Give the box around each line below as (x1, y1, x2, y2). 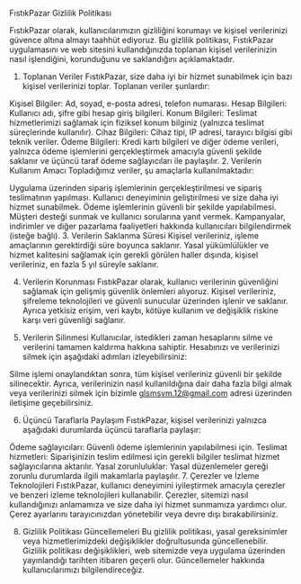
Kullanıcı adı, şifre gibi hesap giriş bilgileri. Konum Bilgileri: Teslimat (9, 108, 258, 118)
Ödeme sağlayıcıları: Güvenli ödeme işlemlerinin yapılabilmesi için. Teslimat (9, 442, 288, 453)
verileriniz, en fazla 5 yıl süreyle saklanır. (9, 259, 159, 269)
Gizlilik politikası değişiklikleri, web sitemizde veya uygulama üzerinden (22, 545, 286, 556)
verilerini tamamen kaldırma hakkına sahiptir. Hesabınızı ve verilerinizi (22, 342, 280, 352)
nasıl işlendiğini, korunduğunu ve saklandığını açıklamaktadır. (9, 54, 235, 64)
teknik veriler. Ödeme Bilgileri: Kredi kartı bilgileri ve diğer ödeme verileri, (9, 137, 279, 147)
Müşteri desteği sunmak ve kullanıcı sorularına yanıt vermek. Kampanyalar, (9, 211, 286, 221)
